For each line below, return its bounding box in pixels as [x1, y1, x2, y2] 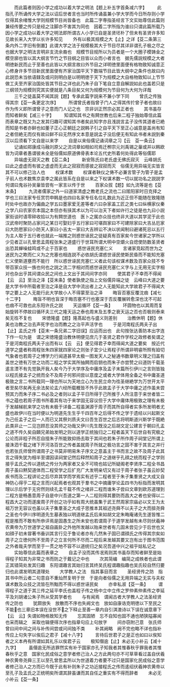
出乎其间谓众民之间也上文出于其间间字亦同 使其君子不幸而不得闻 [18, 271, 162, 276]
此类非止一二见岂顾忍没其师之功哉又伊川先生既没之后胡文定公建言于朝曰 [5, 423, 156, 428]
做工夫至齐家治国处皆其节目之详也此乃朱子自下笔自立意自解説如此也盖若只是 [5, 81, 165, 86]
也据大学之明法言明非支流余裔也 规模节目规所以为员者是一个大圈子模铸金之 [5, 49, 165, 55]
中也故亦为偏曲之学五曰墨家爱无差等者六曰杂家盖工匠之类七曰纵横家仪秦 [14, 201, 165, 207]
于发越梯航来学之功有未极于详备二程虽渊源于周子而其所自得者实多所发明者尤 [5, 404, 165, 410]
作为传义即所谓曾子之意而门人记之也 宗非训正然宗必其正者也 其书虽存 [5, 106, 162, 112]
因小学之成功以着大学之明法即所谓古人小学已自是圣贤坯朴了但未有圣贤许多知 [5, 30, 165, 35]
